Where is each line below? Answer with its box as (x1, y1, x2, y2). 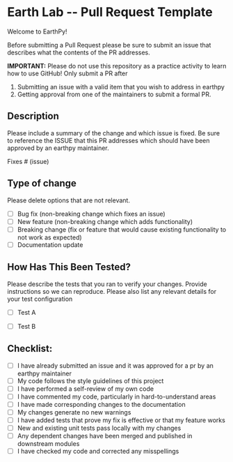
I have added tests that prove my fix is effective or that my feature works (17, 416, 226, 424)
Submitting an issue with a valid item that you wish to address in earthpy (17, 82, 225, 91)
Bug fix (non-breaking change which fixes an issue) (17, 209, 166, 218)
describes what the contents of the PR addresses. (7, 48, 151, 57)
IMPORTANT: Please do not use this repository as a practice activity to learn (7, 61, 227, 70)
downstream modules (17, 440, 80, 448)
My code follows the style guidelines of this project (17, 376, 164, 385)
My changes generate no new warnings (17, 408, 131, 416)
